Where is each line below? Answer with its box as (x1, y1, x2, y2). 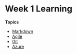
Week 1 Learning (5, 3, 73, 14)
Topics (5, 19, 19, 25)
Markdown (12, 28, 34, 34)
